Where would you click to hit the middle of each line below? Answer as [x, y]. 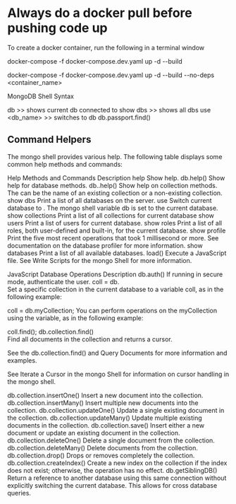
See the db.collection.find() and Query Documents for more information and [117, 353]
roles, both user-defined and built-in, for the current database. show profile [117, 230]
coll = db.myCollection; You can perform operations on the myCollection [112, 310]
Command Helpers [49, 140]
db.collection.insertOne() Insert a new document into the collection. [105, 395]
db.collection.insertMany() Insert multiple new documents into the [103, 403]
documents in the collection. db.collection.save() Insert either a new [106, 425]
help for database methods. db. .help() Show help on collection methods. [112, 185]
